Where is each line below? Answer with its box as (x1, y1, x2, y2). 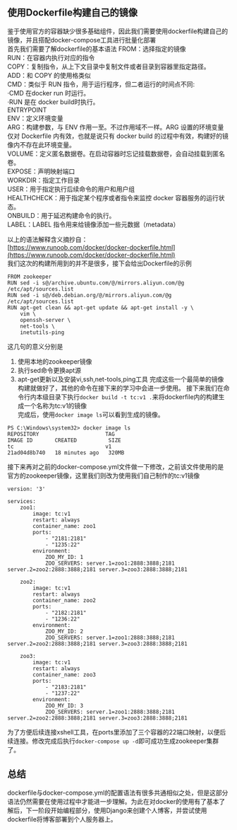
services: (7, 497, 37, 505)
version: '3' (7, 485, 46, 492)
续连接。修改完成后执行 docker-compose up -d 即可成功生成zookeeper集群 (7, 737, 219, 745)
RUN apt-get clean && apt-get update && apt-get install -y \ (7, 304, 194, 311)
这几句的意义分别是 (7, 342, 63, 350)
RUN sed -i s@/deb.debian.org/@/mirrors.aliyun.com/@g (7, 292, 172, 299)
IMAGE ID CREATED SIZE (7, 437, 121, 444)
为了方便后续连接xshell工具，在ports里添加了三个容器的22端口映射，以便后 (7, 727, 226, 736)
